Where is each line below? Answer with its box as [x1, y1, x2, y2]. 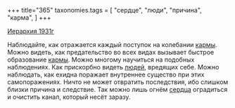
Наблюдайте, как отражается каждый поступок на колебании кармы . [7, 41, 217, 48]
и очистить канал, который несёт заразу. [7, 93, 131, 101]
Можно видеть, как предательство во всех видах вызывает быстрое [7, 48, 215, 56]
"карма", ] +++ [7, 13, 51, 22]
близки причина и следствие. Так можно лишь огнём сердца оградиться [7, 86, 228, 93]
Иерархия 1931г [7, 27, 54, 35]
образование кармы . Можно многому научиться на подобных [7, 55, 195, 64]
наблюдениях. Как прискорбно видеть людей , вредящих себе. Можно [7, 63, 220, 71]
